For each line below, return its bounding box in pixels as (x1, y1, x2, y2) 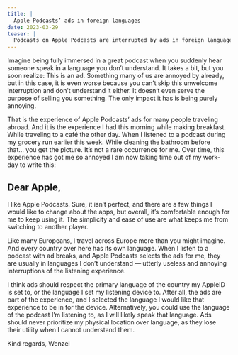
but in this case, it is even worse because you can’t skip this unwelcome (7, 79, 218, 87)
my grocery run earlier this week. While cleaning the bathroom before (7, 138, 211, 146)
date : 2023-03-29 (7, 23, 59, 31)
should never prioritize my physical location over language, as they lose (7, 317, 217, 327)
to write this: (20, 160, 57, 169)
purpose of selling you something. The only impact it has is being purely (7, 94, 218, 103)
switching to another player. (7, 222, 89, 231)
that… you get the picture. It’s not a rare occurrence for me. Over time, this (7, 146, 225, 154)
